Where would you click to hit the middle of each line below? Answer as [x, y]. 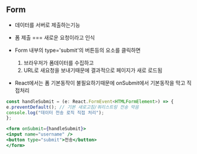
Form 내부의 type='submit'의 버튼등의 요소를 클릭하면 [78, 50]
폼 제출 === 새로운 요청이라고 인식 [55, 37]
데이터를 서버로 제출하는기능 [47, 25]
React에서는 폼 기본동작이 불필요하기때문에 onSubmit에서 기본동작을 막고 [100, 83]
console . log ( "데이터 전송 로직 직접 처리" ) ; [55, 112]
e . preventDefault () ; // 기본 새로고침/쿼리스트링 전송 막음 [73, 107]
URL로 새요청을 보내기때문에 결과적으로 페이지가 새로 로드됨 [93, 70]
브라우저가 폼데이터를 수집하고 [58, 62]
